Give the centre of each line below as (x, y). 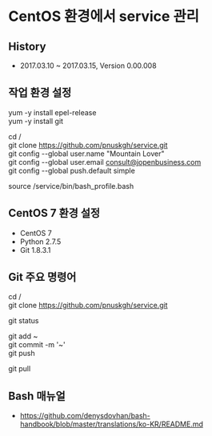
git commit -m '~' (37, 345)
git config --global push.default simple (72, 170)
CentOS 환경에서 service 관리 (104, 16)
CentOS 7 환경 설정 (54, 213)
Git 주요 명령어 (42, 277)
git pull (20, 369)
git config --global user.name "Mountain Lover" (86, 154)
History (27, 46)
